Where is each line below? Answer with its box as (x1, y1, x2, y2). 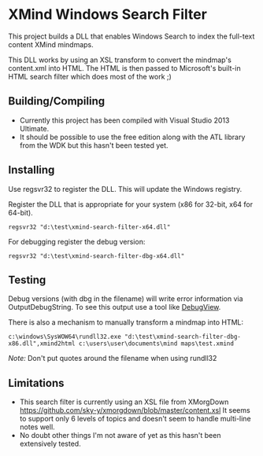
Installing (8, 164, 55, 177)
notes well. (19, 422, 55, 432)
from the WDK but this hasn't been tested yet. (19, 140, 169, 150)
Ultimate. (19, 123, 50, 133)
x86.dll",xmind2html (8, 340, 76, 348)
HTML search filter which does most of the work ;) (8, 72, 172, 81)
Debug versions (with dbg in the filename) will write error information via (8, 294, 243, 303)
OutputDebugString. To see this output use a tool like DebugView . (8, 303, 221, 312)
